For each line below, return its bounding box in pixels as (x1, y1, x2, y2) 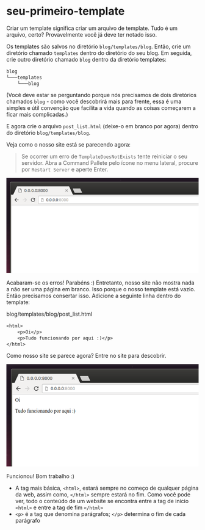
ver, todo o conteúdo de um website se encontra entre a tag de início (15, 498, 189, 505)
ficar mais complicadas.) (6, 111, 68, 118)
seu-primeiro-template (6, 4, 125, 18)
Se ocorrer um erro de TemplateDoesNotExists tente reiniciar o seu (21, 153, 188, 160)
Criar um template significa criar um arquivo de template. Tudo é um (6, 24, 178, 32)
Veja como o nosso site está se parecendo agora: (6, 140, 131, 148)
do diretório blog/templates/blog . (6, 129, 91, 136)
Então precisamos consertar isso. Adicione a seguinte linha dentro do (6, 292, 181, 299)
